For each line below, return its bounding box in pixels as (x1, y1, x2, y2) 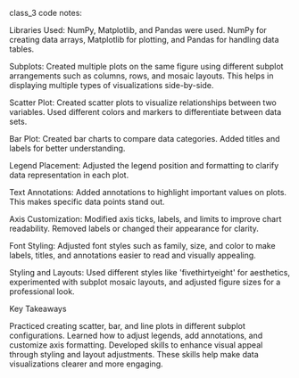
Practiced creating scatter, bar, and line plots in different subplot (9, 321, 245, 331)
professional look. (9, 286, 75, 297)
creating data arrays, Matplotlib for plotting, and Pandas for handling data (9, 35, 279, 45)
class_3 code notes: (9, 8, 83, 18)
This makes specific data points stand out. (9, 196, 165, 207)
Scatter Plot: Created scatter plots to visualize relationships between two (9, 97, 277, 108)
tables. (9, 44, 35, 54)
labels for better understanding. (9, 143, 126, 153)
